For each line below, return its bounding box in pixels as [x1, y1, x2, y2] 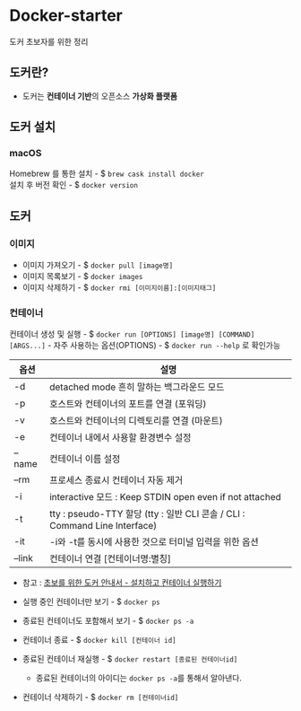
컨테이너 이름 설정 [48, 452, 121, 465]
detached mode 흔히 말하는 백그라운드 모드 [48, 381, 225, 393]
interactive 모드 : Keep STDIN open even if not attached [48, 491, 282, 504]
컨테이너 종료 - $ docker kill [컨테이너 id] [21, 635, 176, 645]
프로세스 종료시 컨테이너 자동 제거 [48, 474, 184, 487]
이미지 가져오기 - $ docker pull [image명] [21, 259, 174, 270]
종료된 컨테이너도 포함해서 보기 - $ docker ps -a [21, 616, 194, 627]
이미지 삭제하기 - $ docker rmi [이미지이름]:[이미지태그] [21, 282, 217, 293]
